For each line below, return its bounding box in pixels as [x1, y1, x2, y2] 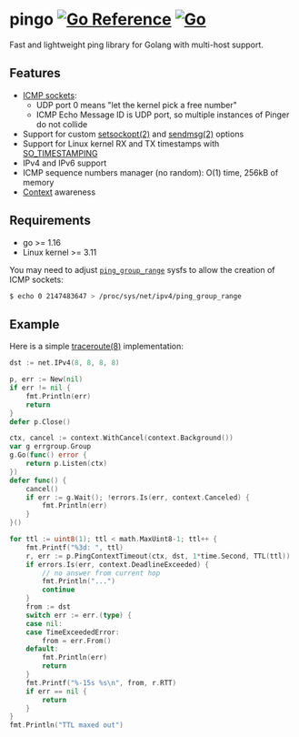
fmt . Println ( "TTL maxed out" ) [9, 721, 125, 730]
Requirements [9, 213, 91, 228]
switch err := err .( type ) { [25, 611, 132, 620]
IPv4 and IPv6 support [22, 157, 107, 168]
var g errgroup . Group [9, 442, 92, 451]
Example [9, 317, 60, 332]
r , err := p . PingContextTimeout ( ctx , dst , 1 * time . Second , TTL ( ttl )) [25, 551, 291, 560]
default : [25, 644, 59, 654]
